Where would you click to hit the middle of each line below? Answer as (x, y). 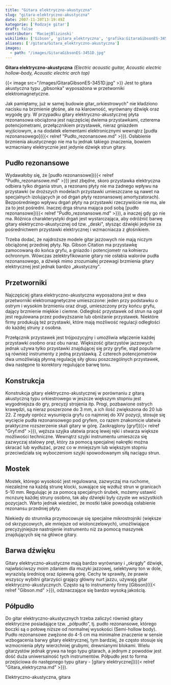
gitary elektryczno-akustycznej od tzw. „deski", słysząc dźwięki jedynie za (83, 224)
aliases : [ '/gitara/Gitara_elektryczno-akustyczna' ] (62, 43)
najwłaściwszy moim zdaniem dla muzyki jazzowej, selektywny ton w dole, (83, 568)
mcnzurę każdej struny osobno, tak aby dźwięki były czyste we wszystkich (84, 497)
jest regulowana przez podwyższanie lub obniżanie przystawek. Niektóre (82, 317)
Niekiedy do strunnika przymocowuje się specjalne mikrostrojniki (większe (83, 518)
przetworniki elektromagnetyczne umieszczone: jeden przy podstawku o (82, 301)
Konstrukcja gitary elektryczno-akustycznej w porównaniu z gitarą (75, 393)
